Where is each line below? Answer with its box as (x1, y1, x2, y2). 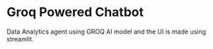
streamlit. (6, 34, 34, 43)
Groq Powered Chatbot (6, 4, 144, 20)
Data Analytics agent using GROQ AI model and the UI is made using (6, 27, 207, 36)
